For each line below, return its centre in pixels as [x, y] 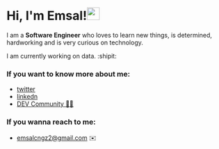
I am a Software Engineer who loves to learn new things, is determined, [109, 35]
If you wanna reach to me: [51, 122]
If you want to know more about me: [68, 74]
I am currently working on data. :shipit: [62, 56]
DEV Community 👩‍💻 [45, 104]
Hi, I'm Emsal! [47, 16]
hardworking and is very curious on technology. [75, 42]
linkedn [27, 97]
